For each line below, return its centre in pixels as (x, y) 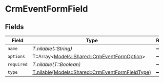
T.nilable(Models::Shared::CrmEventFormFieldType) (92, 72)
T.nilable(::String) (52, 49)
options (16, 57)
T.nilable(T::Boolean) (57, 64)
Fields (15, 27)
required (18, 64)
